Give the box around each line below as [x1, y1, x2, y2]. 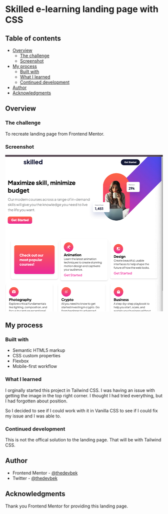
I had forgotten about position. [5, 398, 67, 404]
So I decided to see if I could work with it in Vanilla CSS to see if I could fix [5, 407, 158, 413]
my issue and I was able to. [5, 413, 61, 419]
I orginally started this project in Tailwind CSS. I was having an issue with [5, 387, 155, 393]
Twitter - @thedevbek [12, 475, 57, 481]
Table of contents [5, 34, 61, 43]
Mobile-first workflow [12, 363, 57, 369]
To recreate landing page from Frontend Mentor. [5, 131, 104, 137]
